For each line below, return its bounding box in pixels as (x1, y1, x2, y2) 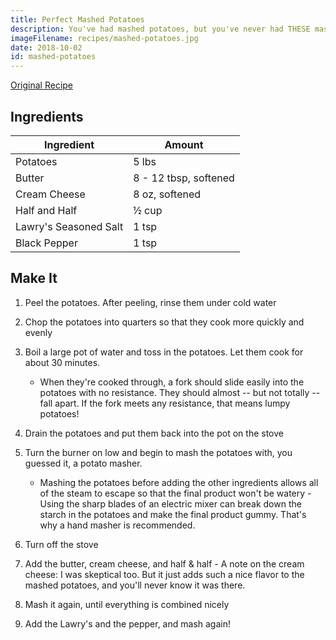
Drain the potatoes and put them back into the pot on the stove (24, 427, 284, 439)
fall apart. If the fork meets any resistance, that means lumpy (39, 397, 291, 409)
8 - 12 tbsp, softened (133, 171, 235, 185)
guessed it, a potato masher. (24, 457, 143, 469)
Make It (10, 270, 58, 287)
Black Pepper (15, 236, 78, 250)
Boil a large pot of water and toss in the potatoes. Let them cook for (24, 346, 304, 358)
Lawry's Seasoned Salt (15, 219, 124, 233)
